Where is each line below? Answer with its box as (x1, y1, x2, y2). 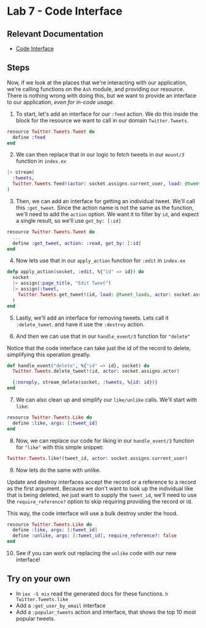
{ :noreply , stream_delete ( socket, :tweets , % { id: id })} (12, 379, 158, 386)
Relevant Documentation (7, 29, 103, 39)
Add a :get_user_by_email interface (15, 602, 106, 609)
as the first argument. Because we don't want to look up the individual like (7, 485, 193, 492)
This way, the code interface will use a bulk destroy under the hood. (7, 509, 178, 517)
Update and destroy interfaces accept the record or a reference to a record (7, 478, 196, 485)
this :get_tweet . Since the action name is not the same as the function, (15, 204, 194, 211)
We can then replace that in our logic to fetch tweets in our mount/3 (15, 151, 185, 159)
